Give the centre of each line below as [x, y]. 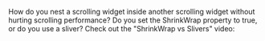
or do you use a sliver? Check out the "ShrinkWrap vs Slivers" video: [122, 29]
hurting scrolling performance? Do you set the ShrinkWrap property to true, [133, 20]
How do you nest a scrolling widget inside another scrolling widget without [132, 12]
